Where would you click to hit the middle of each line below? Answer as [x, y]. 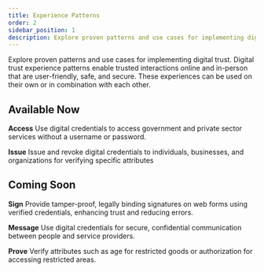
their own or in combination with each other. [79, 85]
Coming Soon [42, 185]
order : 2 [22, 23]
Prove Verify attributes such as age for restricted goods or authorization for [130, 251]
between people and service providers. [71, 236]
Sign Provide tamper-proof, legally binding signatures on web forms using [128, 204]
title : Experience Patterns [54, 15]
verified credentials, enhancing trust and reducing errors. [101, 212]
